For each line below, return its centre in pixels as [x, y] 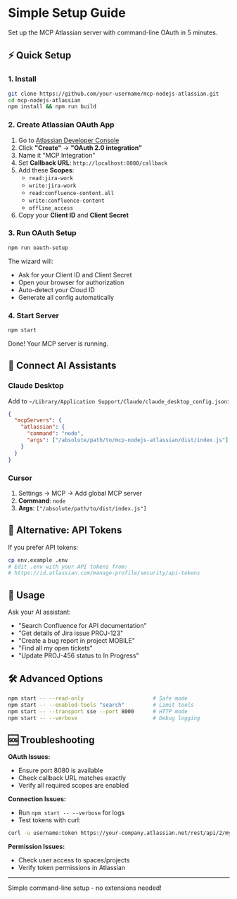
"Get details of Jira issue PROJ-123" [71, 633]
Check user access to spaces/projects [74, 860]
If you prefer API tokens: [43, 547]
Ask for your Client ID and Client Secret [75, 275]
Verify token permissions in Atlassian [72, 868]
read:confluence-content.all [71, 193]
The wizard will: [31, 261]
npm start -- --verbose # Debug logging [104, 718]
